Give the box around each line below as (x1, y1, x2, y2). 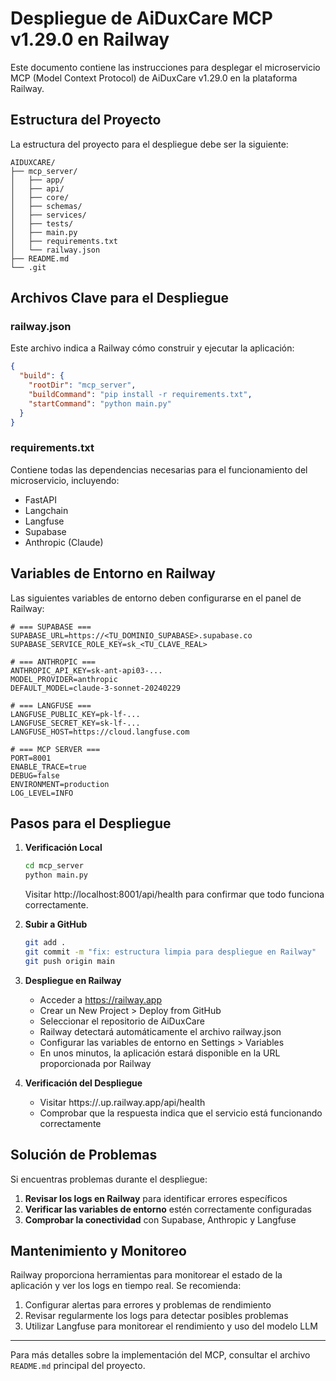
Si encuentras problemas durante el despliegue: (10, 1173, 208, 1185)
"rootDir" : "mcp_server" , (28, 380, 137, 391)
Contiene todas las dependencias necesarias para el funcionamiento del (10, 463, 308, 476)
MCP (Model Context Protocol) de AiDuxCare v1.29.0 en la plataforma (10, 72, 298, 84)
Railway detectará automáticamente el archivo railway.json (39, 1025, 282, 1037)
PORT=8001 (10, 753, 52, 763)
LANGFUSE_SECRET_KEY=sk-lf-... (10, 718, 141, 728)
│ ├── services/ (10, 210, 87, 220)
